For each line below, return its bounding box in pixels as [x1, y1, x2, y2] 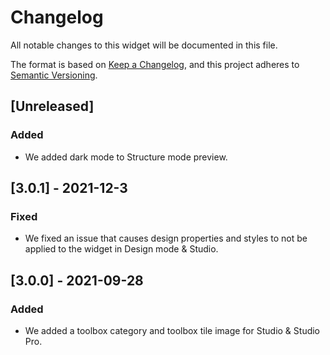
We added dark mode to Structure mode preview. [24, 151, 228, 163]
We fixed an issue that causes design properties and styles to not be [24, 232, 308, 245]
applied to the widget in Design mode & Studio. [24, 243, 219, 255]
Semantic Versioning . [10, 69, 98, 81]
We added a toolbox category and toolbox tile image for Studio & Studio [24, 325, 321, 336]
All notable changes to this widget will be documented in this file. [10, 39, 278, 51]
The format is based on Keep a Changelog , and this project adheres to [10, 58, 300, 70]
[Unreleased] [10, 98, 95, 115]
